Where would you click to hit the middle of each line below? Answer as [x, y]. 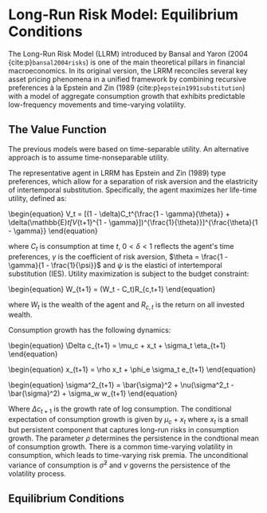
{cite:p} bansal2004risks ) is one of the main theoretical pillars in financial [127, 62]
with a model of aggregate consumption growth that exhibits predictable [127, 96]
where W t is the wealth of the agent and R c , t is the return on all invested [126, 305]
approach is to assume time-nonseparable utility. [88, 157]
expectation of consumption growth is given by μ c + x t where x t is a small [128, 420]
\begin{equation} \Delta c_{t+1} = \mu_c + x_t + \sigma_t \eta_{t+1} [117, 345]
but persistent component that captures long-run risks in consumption [124, 429]
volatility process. [37, 473]
